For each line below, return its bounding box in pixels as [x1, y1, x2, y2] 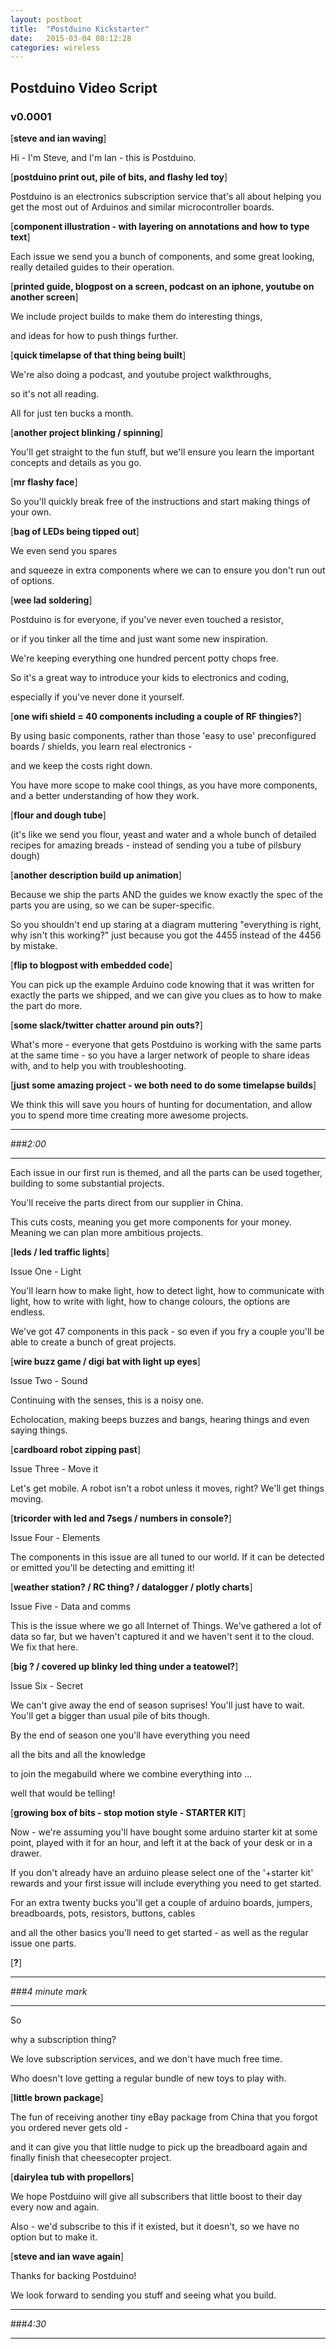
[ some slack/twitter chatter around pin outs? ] [10, 1019, 203, 1031]
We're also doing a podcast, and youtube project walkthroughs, [10, 368, 272, 380]
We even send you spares [10, 544, 118, 556]
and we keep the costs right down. [10, 759, 153, 771]
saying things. [10, 1424, 68, 1436]
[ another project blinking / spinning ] [10, 426, 164, 438]
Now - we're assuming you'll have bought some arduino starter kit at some [10, 1826, 318, 1838]
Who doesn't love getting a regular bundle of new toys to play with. [10, 2072, 287, 2084]
